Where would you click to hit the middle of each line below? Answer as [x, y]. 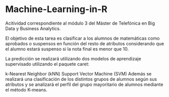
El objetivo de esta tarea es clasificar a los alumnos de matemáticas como [82, 38]
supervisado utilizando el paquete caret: [47, 64]
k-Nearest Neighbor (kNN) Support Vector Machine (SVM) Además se [78, 73]
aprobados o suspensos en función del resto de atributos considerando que [85, 43]
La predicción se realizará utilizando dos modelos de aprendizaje [73, 58]
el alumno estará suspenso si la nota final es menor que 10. [67, 49]
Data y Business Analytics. [33, 28]
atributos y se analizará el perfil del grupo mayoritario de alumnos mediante [84, 84]
